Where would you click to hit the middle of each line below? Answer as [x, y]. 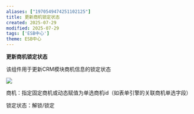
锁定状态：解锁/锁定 [30, 105]
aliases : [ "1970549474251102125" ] [49, 12]
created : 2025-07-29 [32, 22]
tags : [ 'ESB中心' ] [28, 34]
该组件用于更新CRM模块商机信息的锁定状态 [58, 69]
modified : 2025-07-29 [33, 28]
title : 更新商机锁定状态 [33, 17]
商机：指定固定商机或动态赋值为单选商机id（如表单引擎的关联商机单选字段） [99, 93]
